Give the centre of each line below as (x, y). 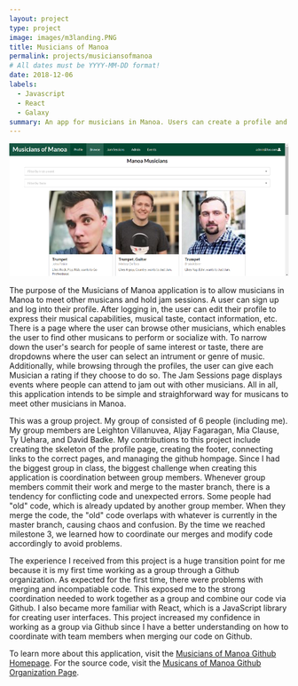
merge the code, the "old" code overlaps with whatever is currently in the (143, 515)
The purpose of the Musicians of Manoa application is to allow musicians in (147, 291)
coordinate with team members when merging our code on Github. (131, 636)
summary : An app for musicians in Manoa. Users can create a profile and (149, 122)
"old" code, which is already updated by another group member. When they (148, 506)
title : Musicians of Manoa (59, 47)
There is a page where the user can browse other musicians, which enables (148, 328)
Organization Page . (44, 673)
